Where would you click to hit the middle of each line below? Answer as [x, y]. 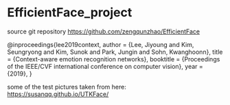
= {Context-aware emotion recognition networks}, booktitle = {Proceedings [114, 59]
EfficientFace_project [70, 13]
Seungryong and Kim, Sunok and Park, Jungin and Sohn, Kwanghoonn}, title [115, 52]
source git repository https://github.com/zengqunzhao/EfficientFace [104, 31]
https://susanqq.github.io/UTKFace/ [58, 94]
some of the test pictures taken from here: [67, 87]
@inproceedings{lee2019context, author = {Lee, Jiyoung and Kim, [101, 44]
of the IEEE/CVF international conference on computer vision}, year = [105, 66]
